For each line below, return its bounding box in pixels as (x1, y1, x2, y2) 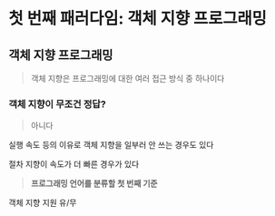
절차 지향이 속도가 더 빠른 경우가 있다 (8, 159, 140, 170)
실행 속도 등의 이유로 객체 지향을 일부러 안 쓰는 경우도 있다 (8, 140, 214, 151)
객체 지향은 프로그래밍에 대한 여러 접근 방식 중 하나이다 (30, 74, 225, 83)
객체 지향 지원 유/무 (8, 197, 77, 209)
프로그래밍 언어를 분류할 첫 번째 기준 (30, 178, 158, 189)
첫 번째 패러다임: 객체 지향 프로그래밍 (8, 8, 267, 29)
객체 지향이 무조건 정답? (8, 97, 106, 110)
